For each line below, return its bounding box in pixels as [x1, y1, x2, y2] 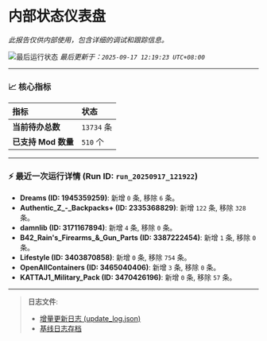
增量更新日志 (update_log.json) [39, 313, 141, 323]
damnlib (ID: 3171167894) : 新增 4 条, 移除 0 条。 [19, 223, 177, 232]
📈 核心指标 [8, 81, 52, 92]
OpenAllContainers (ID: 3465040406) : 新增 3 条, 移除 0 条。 [19, 262, 221, 272]
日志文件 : [27, 296, 58, 306]
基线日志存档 [39, 324, 82, 333]
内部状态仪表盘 [8, 7, 106, 25]
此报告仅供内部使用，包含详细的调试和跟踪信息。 [8, 35, 168, 45]
